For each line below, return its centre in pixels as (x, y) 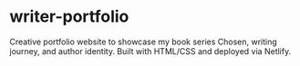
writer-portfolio (69, 17)
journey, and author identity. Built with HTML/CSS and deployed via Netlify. (150, 51)
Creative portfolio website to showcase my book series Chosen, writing (144, 42)
